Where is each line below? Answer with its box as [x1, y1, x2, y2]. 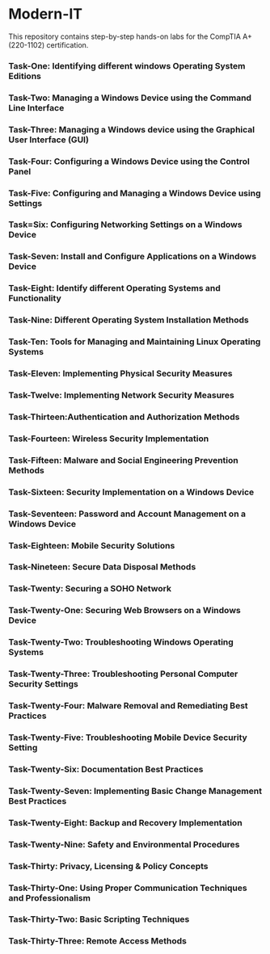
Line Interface [8, 102, 65, 113]
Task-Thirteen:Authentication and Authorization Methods [8, 411, 240, 422]
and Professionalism [8, 892, 91, 903]
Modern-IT [8, 5, 83, 23]
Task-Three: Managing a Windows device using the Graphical [8, 124, 255, 135]
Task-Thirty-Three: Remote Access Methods [8, 935, 188, 947]
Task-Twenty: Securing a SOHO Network [8, 583, 172, 595]
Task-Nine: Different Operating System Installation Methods [8, 314, 249, 326]
